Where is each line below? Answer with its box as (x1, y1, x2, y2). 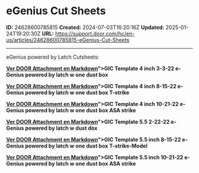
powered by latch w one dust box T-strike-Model (25, 142, 148, 149)
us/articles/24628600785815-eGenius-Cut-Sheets (6, 36, 130, 43)
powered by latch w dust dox (25, 124, 98, 132)
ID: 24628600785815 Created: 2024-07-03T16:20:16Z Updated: (6, 24, 165, 31)
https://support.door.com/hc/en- (55, 30, 135, 37)
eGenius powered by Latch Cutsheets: (6, 53, 99, 60)
